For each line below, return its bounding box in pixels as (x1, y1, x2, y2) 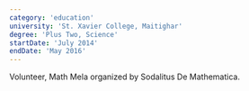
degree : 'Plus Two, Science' (9, 30, 119, 39)
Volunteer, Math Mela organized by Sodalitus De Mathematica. (9, 71, 241, 82)
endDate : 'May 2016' (9, 47, 87, 56)
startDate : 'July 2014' (9, 38, 99, 48)
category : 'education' (9, 13, 94, 23)
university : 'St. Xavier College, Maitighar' (9, 22, 182, 31)
